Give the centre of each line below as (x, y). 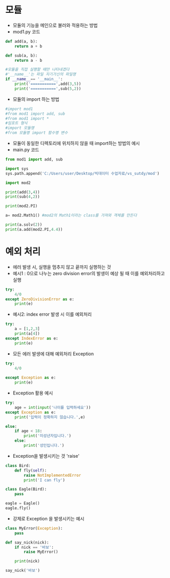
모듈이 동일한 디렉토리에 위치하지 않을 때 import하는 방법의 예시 (76, 143)
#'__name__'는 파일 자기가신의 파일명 (41, 75)
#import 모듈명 (20, 128)
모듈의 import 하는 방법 (36, 99)
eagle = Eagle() (23, 503)
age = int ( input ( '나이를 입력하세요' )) (53, 407)
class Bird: (18, 465)
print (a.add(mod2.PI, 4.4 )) (34, 229)
